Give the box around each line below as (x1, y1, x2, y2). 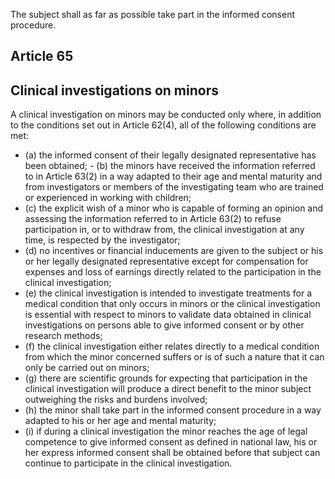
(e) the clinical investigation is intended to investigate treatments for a (24, 287, 313, 299)
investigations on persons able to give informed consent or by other (24, 319, 305, 331)
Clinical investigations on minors (10, 82, 219, 99)
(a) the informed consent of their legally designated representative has (24, 149, 317, 161)
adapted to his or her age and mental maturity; (24, 415, 217, 427)
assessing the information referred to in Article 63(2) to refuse (24, 213, 282, 225)
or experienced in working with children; (24, 192, 192, 204)
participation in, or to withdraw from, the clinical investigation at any (24, 224, 305, 236)
